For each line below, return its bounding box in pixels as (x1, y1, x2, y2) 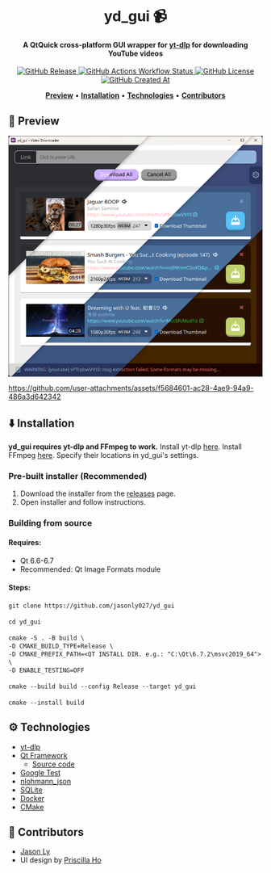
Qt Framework (19, 750, 68, 760)
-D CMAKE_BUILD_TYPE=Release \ (8, 642, 114, 650)
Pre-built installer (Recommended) (8, 471, 148, 482)
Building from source (8, 518, 93, 529)
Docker (19, 793, 45, 803)
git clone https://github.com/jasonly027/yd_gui (8, 602, 175, 610)
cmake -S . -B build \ (8, 634, 85, 642)
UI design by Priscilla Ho (19, 855, 102, 865)
